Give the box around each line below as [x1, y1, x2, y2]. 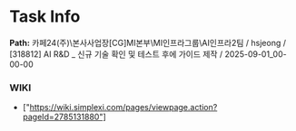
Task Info [9, 6, 81, 27]
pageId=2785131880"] [22, 111, 106, 123]
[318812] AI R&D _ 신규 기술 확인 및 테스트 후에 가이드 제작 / [9, 48, 223, 60]
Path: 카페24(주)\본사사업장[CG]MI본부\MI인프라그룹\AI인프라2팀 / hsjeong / [9, 37, 286, 48]
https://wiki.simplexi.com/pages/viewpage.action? [29, 102, 218, 113]
